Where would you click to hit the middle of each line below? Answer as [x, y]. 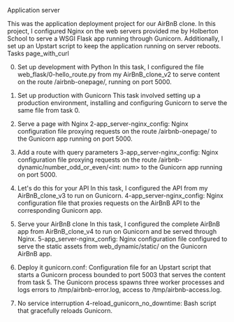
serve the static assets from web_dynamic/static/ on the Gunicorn [112, 246]
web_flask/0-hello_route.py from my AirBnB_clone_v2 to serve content [118, 74]
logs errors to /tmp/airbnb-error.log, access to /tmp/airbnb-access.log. [119, 289]
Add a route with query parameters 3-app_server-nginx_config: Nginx [118, 152]
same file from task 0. [49, 110]
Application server [34, 10]
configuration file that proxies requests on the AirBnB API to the [109, 203]
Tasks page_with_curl [38, 53]
